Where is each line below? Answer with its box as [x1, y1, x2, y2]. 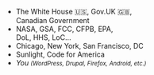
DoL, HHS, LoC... [15, 33, 71, 42]
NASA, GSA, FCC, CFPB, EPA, [15, 24, 114, 34]
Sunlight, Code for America [15, 49, 106, 59]
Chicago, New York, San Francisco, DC [15, 41, 144, 50]
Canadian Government [15, 16, 90, 25]
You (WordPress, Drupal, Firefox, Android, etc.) [15, 58, 147, 67]
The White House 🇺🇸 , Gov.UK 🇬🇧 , [15, 7, 133, 16]
